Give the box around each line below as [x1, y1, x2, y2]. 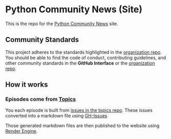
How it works [5, 81, 48, 89]
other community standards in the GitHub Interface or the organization [5, 60, 155, 66]
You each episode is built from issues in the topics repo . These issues [5, 107, 153, 113]
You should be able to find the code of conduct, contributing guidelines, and [5, 54, 166, 61]
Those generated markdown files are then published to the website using [5, 123, 160, 129]
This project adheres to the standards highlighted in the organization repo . [5, 49, 162, 55]
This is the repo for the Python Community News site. [5, 21, 119, 27]
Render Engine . [5, 128, 38, 134]
